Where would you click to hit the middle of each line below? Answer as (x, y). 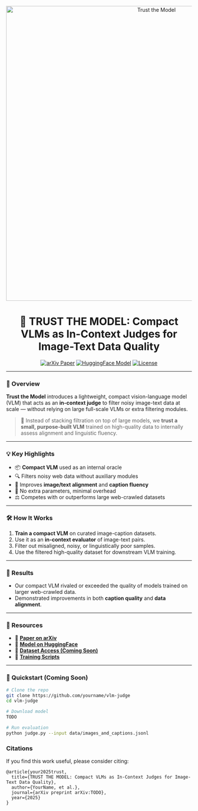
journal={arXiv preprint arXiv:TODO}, (59, 793)
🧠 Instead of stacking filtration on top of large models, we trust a (99, 421)
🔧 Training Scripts (37, 657)
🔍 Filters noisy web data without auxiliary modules (76, 476)
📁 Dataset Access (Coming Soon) (56, 651)
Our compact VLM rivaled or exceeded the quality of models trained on (101, 586)
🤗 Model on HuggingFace (46, 644)
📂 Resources (24, 625)
